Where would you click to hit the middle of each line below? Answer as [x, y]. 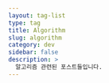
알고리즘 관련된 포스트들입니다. [59, 67]
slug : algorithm [35, 38]
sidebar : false [33, 52]
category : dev [32, 45]
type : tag [25, 23]
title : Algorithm [37, 30]
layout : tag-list [37, 15]
